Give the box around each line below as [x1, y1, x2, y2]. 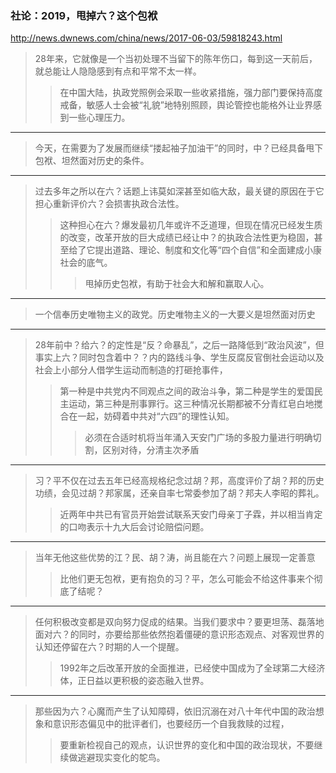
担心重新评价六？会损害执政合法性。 [34, 198, 185, 210]
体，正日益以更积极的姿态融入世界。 [59, 675, 210, 687]
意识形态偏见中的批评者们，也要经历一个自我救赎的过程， [52, 718, 290, 730]
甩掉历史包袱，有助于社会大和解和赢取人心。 [84, 278, 270, 290]
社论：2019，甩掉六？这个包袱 [10, 8, 158, 22]
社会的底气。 [59, 257, 113, 269]
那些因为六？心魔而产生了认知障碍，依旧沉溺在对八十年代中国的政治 [34, 705, 316, 717]
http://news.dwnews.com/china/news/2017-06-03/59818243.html [10, 32, 283, 44]
